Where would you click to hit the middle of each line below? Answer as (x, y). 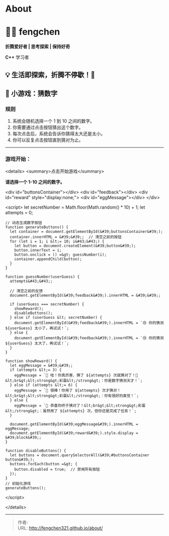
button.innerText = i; (38, 250)
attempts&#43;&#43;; (31, 281)
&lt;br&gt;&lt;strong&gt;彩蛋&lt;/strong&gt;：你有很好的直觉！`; (72, 396)
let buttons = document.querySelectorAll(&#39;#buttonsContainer (80, 455)
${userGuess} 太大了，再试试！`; (37, 343)
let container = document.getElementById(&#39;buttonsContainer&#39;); (87, 231)
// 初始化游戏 (18, 483)
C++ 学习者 (17, 57)
